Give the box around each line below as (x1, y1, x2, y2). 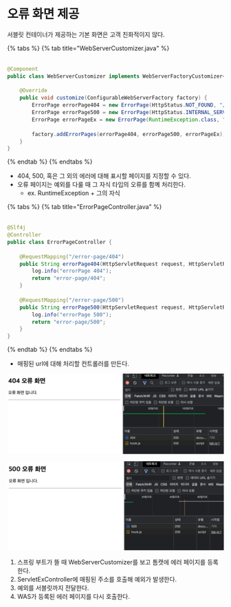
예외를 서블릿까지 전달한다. (16, 584, 89, 592)
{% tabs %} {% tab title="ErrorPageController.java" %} (7, 203, 162, 211)
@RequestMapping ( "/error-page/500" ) (19, 296, 125, 303)
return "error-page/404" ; (32, 275, 107, 282)
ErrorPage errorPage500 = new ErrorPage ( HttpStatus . (32, 109, 186, 116)
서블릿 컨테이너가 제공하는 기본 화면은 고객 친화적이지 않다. (7, 30, 165, 38)
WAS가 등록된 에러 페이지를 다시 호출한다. (16, 592, 131, 600)
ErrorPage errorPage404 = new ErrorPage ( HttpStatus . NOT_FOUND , (32, 102, 217, 109)
